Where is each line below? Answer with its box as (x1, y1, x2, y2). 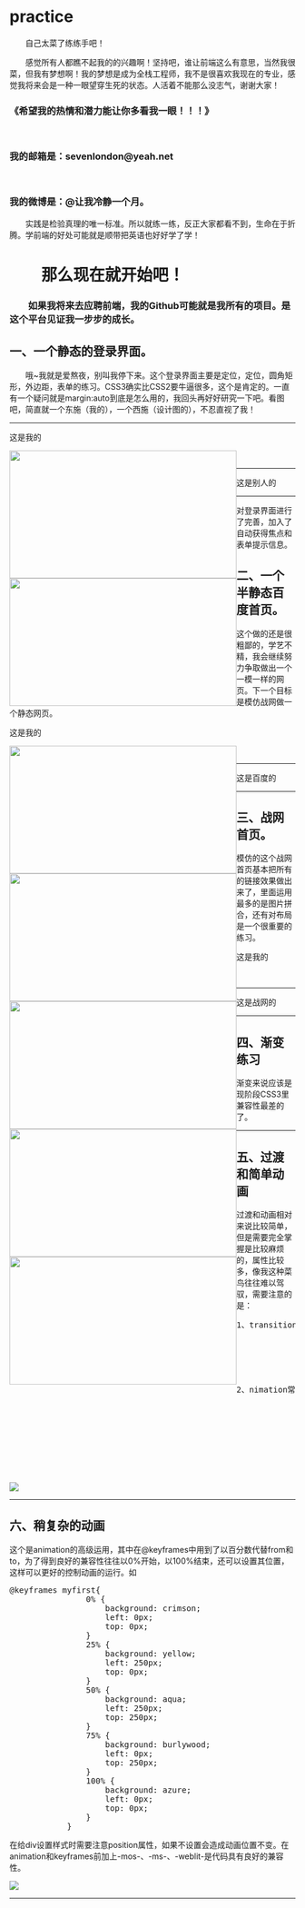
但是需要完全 (236, 1232, 284, 1242)
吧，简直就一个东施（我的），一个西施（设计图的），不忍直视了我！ (9, 403, 256, 414)
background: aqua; (104, 1694, 187, 1704)
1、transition (236, 1320, 298, 1330)
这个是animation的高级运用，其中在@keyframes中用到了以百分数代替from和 (9, 1544, 294, 1555)
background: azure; (104, 1784, 192, 1795)
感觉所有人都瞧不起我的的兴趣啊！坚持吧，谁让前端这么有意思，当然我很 (25, 56, 296, 67)
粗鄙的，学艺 (236, 639, 284, 651)
